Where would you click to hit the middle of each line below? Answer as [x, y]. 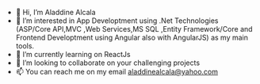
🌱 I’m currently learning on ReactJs [73, 54]
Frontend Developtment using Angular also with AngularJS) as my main [132, 37]
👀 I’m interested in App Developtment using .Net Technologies [117, 21]
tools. [25, 46]
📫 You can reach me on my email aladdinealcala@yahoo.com [117, 72]
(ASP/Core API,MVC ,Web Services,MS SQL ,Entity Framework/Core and [134, 29]
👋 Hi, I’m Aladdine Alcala [56, 12]
